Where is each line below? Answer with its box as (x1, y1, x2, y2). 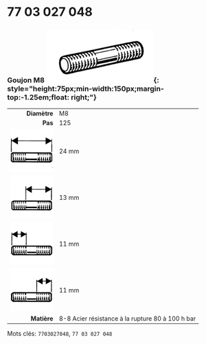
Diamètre (26, 109, 54, 117)
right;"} (71, 93, 98, 102)
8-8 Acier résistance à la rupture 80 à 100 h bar (59, 314, 196, 323)
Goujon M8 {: (7, 76, 159, 85)
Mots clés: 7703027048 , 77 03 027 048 (7, 330, 113, 338)
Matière (30, 314, 54, 323)
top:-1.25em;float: (7, 93, 70, 102)
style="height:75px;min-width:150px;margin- (7, 84, 165, 93)
